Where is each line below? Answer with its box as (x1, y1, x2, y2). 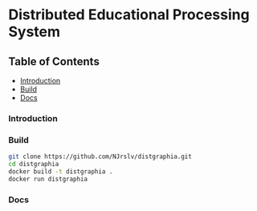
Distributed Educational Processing (8, 6, 251, 24)
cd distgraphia (8, 160, 59, 168)
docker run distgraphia (8, 175, 88, 183)
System (8, 22, 61, 41)
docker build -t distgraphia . (8, 167, 113, 176)
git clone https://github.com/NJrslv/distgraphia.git (8, 152, 193, 161)
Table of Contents (8, 55, 100, 68)
